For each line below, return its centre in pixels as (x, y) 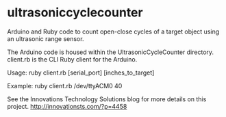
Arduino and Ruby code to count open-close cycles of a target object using (113, 31)
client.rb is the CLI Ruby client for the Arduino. (72, 59)
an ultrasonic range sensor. (46, 38)
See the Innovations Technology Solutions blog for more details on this (107, 99)
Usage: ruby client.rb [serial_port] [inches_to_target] (81, 73)
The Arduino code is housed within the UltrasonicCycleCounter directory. (111, 52)
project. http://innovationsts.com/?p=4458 (67, 106)
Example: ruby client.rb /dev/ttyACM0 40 (65, 86)
